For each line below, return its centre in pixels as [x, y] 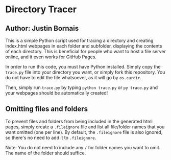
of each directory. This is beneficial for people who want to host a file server [86, 51]
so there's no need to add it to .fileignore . [51, 138]
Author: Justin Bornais [42, 28]
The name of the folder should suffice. [46, 153]
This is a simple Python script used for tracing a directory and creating [79, 40]
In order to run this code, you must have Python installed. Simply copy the [83, 67]
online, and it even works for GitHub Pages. [51, 57]
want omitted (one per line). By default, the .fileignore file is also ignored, [84, 132]
